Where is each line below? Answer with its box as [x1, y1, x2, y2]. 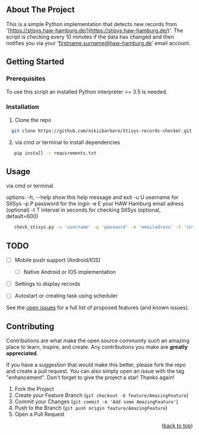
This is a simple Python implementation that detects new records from [6, 20, 178, 27]
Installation [6, 103, 40, 111]
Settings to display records [14, 280, 81, 288]
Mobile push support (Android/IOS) [14, 257, 101, 264]
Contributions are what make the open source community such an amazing [6, 337, 190, 344]
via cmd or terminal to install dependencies [14, 138, 120, 146]
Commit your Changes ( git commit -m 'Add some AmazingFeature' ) [14, 398, 179, 405]
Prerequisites [6, 74, 46, 83]
